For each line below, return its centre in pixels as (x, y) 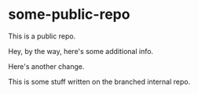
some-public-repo (69, 14)
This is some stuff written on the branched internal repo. (99, 81)
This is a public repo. (42, 36)
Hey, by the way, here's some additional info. (81, 51)
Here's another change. (46, 66)
